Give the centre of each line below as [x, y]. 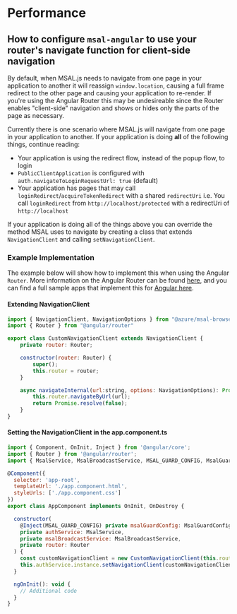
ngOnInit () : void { [42, 584]
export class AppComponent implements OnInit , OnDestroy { [96, 507]
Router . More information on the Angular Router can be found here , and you [117, 281]
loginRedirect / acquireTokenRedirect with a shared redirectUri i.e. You [121, 195]
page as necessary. [36, 116]
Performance [47, 13]
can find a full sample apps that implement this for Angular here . [101, 288]
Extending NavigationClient [49, 304]
